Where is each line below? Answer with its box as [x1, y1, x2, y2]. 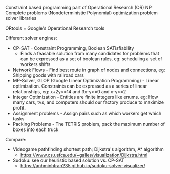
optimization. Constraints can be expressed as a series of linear [12, 83, 147, 89]
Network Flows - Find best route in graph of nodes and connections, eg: [12, 67, 165, 73]
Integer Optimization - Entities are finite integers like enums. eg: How [12, 94, 158, 100]
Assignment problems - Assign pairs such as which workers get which [12, 110, 162, 116]
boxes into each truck [12, 126, 59, 133]
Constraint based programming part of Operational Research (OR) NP [5, 5, 152, 10]
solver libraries [5, 15, 37, 21]
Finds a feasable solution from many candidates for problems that [20, 51, 160, 56]
